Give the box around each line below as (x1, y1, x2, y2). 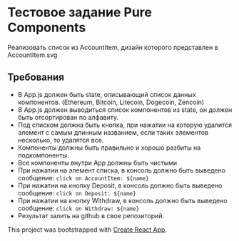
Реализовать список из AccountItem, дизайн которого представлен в (7, 43, 219, 51)
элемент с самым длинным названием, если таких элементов (17, 128, 209, 136)
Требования (7, 71, 64, 83)
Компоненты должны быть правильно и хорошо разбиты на (17, 143, 201, 152)
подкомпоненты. (17, 150, 69, 159)
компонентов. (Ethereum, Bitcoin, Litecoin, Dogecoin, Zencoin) (17, 98, 205, 106)
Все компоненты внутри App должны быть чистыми (17, 158, 178, 167)
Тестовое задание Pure (7, 4, 152, 21)
